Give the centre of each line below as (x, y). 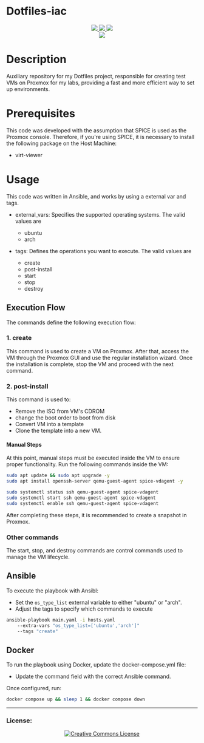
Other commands (32, 537)
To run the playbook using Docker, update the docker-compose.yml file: (96, 665)
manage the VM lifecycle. (38, 557)
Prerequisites (41, 114)
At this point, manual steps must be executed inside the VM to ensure (93, 458)
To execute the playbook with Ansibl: (53, 591)
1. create (19, 338)
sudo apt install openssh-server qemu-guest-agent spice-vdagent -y (95, 481)
